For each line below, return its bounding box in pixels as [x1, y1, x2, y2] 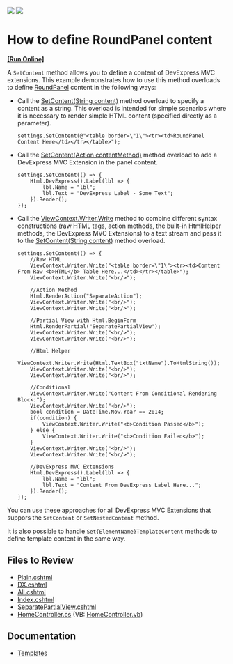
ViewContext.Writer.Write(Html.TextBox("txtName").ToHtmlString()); [17, 360, 220, 366]
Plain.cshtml [17, 573, 53, 581]
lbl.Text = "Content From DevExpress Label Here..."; [42, 481, 202, 488]
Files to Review [7, 555, 74, 566]
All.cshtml [17, 587, 47, 596]
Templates [17, 649, 47, 657]
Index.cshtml [17, 595, 54, 603]
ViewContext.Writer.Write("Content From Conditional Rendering [30, 390, 217, 397]
